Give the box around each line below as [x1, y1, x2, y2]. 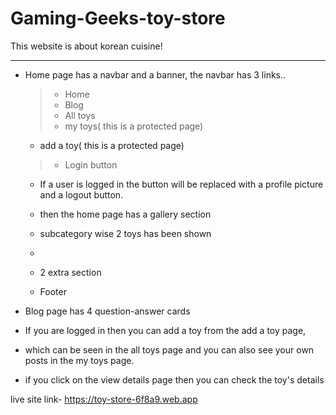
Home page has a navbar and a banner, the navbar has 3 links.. [24, 68, 287, 81]
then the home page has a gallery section [39, 208, 212, 220]
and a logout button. [39, 188, 124, 201]
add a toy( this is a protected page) [39, 139, 185, 151]
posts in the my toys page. [24, 354, 135, 366]
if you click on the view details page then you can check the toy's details [24, 373, 325, 386]
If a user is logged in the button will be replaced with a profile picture [39, 178, 324, 190]
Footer [39, 285, 67, 297]
